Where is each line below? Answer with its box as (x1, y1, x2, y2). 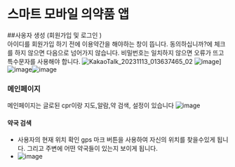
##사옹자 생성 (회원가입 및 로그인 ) (7, 31, 102, 39)
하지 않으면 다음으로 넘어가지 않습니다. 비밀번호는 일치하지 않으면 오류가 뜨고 (14, 48, 224, 57)
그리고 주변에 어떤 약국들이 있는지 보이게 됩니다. (27, 145, 158, 153)
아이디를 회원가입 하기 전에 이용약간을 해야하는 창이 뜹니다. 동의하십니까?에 (7, 39, 213, 48)
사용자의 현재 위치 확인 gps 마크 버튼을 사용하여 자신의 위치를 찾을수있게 (17, 135, 216, 144)
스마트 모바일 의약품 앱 (7, 6, 130, 22)
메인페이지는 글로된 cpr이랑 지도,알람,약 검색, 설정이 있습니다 (7, 101, 174, 109)
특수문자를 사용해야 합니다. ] (7, 57, 222, 65)
